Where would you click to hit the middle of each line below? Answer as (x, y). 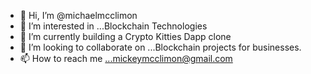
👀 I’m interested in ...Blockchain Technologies (113, 26)
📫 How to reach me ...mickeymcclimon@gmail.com (126, 58)
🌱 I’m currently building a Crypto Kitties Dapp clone (125, 36)
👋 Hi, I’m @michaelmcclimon (78, 15)
